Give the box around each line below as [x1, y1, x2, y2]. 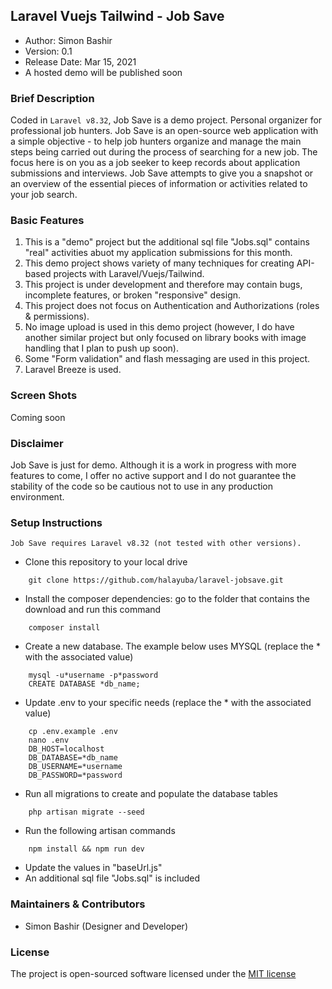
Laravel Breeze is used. [24, 364, 122, 376]
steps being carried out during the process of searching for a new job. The [10, 146, 318, 158]
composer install [28, 623, 101, 633]
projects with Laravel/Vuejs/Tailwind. [53, 268, 205, 280]
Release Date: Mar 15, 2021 [24, 55, 137, 68]
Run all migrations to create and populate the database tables [24, 788, 278, 800]
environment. [10, 491, 65, 503]
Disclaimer [10, 436, 64, 450]
